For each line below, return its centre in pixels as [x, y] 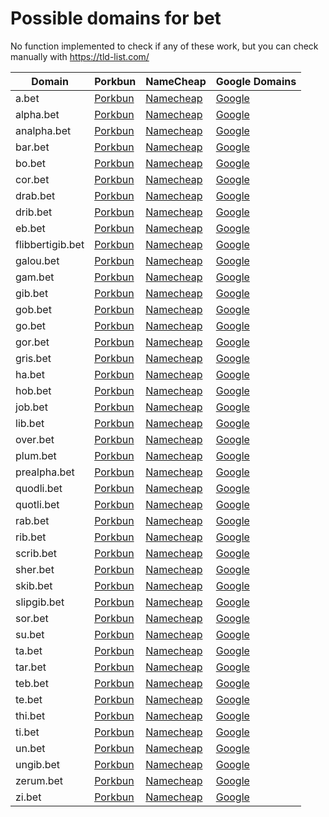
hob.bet [33, 390]
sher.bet [35, 569]
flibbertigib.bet [50, 244]
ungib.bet [38, 764]
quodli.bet [39, 488]
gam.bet [35, 277]
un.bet [30, 748]
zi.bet [28, 797]
